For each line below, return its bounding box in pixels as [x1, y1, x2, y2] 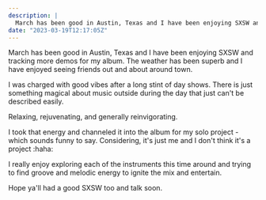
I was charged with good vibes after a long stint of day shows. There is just [8, 80, 253, 89]
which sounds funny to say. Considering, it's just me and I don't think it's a [8, 136, 251, 145]
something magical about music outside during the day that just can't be [8, 89, 245, 98]
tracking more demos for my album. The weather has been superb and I [8, 56, 243, 66]
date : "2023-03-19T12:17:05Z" [8, 26, 108, 34]
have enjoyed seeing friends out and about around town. [8, 65, 193, 74]
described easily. [8, 96, 64, 107]
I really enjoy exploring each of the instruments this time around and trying [8, 160, 252, 169]
